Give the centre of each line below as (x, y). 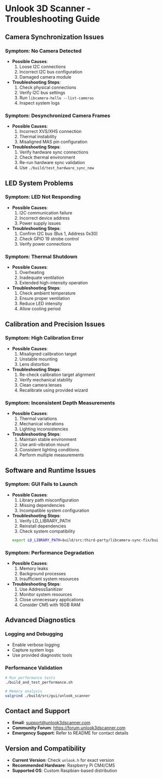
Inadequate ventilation (42, 278)
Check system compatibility (47, 531)
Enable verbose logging (36, 645)
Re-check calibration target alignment (57, 375)
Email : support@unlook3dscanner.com (51, 723)
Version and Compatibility (45, 748)
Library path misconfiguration (49, 500)
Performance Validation (34, 668)
